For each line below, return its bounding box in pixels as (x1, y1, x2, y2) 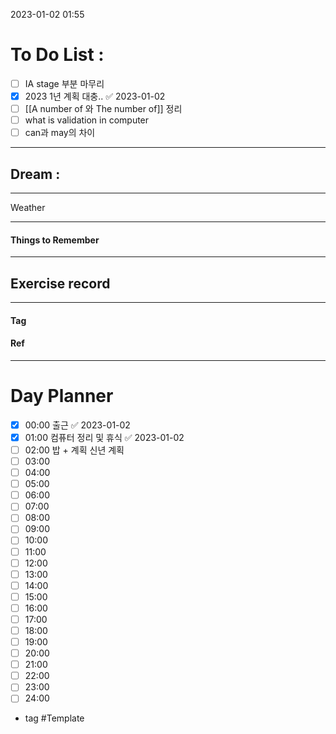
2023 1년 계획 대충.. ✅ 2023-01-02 (24, 90, 166, 102)
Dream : (10, 165, 61, 183)
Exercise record (10, 275, 111, 292)
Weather (10, 202, 46, 214)
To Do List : (10, 44, 105, 66)
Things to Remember (10, 234, 100, 246)
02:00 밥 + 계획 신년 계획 (24, 444, 125, 456)
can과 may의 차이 (24, 127, 96, 139)
